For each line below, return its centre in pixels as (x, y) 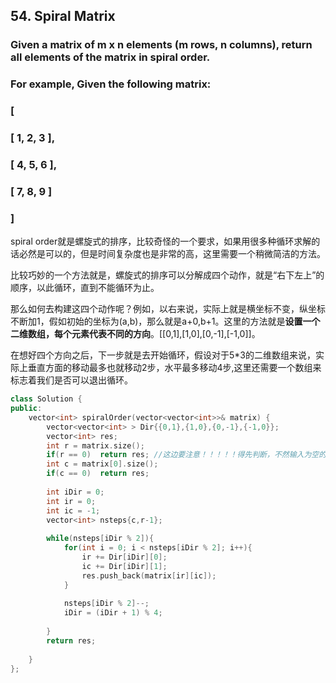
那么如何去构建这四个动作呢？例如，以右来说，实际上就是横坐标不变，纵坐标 (168, 309)
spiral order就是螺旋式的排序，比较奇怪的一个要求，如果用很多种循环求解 (161, 241)
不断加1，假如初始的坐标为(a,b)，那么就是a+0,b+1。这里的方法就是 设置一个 (165, 321)
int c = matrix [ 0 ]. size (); (102, 464)
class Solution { (46, 399)
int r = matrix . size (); (95, 445)
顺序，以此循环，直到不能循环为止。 (85, 288)
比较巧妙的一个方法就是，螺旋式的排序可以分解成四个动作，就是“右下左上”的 (167, 275)
